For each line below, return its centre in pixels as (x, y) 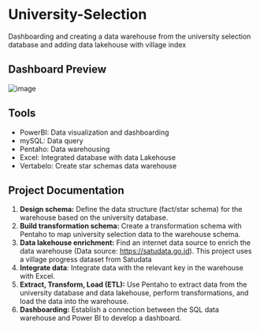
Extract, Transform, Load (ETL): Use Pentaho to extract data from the (133, 284)
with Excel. (37, 276)
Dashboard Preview (58, 70)
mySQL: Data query (52, 140)
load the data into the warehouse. (74, 302)
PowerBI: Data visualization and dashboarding (94, 132)
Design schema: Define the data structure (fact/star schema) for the (131, 209)
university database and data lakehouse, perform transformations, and (134, 293)
